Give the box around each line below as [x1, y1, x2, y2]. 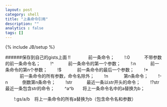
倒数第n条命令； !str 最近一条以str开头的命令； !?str [22, 79, 159, 85]
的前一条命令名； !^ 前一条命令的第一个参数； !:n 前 [5, 61, 155, 66]
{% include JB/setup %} [5, 44, 55, 50]
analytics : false [5, 26, 44, 31]
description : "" [5, 21, 39, 26]
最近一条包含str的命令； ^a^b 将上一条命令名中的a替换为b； [5, 86, 145, 91]
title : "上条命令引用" [5, 16, 48, 21]
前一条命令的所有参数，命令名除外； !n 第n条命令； [19, 73, 149, 79]
